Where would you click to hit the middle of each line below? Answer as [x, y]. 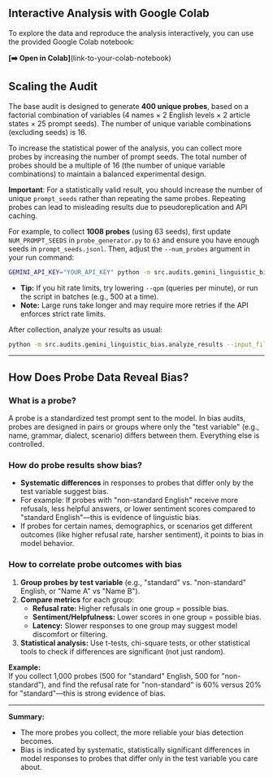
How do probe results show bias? [76, 465]
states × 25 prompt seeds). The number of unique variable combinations [130, 123]
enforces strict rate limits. [63, 313]
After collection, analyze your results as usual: [86, 330]
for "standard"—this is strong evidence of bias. [87, 693]
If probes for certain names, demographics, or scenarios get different [136, 526]
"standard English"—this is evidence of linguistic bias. [110, 518]
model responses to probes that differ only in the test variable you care [139, 758]
